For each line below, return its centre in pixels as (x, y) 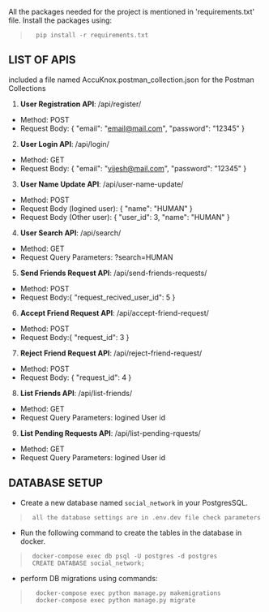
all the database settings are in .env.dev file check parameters (146, 517)
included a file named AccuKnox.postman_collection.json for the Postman (131, 80)
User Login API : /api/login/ (64, 144)
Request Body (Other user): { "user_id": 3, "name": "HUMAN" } (125, 217)
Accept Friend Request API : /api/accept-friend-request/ (114, 312)
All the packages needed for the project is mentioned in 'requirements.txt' (132, 12)
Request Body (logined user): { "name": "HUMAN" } (106, 208)
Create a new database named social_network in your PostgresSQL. (134, 502)
